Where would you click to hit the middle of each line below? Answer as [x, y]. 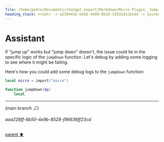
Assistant [25, 38]
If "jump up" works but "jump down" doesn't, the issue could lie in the [75, 52]
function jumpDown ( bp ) [28, 90]
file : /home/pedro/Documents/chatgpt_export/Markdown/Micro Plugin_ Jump [82, 10]
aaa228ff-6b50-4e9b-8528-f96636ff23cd [48, 119]
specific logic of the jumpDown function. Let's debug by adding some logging [81, 57]
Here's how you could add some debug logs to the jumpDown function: [75, 72]
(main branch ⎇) [22, 108]
